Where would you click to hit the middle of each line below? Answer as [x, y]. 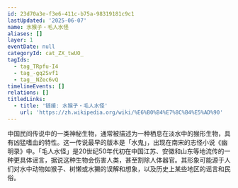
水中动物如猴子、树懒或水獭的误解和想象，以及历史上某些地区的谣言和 [122, 169]
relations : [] [28, 93]
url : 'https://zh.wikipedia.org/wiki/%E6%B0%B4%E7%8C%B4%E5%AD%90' [121, 112]
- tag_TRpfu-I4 [36, 66]
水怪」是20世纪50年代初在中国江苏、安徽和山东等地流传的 [139, 151]
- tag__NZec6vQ [36, 80]
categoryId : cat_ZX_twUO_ [45, 54]
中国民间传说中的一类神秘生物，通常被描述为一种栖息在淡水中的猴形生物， [116, 133]
